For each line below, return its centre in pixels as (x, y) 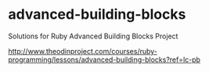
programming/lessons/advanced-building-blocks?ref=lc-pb (104, 59)
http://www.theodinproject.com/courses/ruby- (83, 51)
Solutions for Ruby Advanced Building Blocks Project (93, 36)
